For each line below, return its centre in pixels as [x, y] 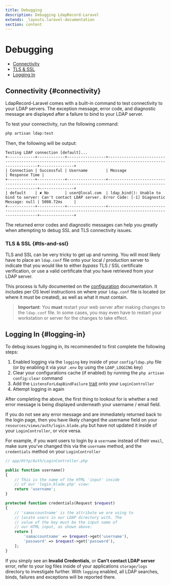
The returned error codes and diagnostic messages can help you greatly [82, 225]
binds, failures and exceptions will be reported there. [61, 577]
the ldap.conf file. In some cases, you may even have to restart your [90, 312]
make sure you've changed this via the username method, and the [74, 446]
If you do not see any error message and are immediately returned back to [83, 414]
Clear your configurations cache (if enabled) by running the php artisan [88, 372]
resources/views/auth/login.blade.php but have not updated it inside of [81, 425]
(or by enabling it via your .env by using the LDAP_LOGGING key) [78, 367]
